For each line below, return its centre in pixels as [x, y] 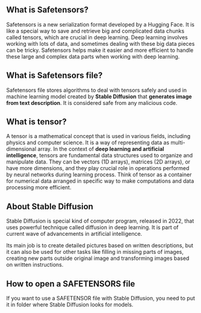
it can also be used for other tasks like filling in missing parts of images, [95, 252]
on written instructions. [35, 265]
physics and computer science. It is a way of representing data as [88, 143]
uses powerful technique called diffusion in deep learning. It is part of [92, 227]
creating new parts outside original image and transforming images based [98, 258]
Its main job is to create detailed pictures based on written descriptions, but [100, 245]
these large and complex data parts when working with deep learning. [93, 56]
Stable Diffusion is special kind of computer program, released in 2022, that [100, 221]
